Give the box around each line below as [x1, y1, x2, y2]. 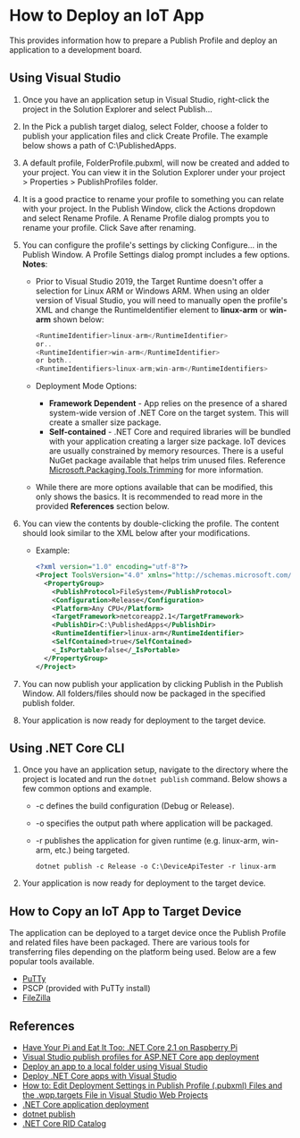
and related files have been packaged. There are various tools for [9, 937, 250, 948]
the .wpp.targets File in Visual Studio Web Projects [21, 1089, 208, 1100]
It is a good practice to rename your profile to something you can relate [21, 193, 284, 204]
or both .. [35, 356, 73, 365]
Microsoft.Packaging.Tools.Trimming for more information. [48, 464, 263, 475]
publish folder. [21, 697, 76, 708]
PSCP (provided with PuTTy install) [21, 983, 151, 994]
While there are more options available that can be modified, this [35, 482, 274, 493]
